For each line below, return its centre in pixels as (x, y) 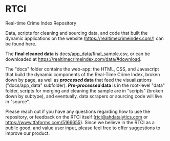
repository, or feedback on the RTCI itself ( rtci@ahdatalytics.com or (77, 117)
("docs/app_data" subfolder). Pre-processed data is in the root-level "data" (85, 85)
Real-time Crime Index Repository (41, 23)
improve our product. (28, 133)
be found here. (21, 43)
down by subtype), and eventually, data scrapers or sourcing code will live (84, 96)
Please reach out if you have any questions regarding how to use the (78, 111)
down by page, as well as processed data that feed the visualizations (79, 80)
